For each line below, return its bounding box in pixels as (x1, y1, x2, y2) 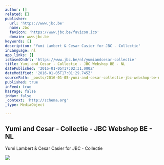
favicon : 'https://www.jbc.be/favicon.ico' (9, 30, 99, 35)
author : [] (5, 7, 27, 12)
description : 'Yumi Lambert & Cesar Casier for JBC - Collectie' (5, 43, 141, 48)
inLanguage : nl (5, 48, 36, 53)
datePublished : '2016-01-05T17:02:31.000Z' (5, 66, 95, 71)
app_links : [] (5, 52, 34, 58)
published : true (5, 80, 38, 84)
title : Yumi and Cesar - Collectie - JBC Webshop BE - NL (5, 62, 125, 66)
